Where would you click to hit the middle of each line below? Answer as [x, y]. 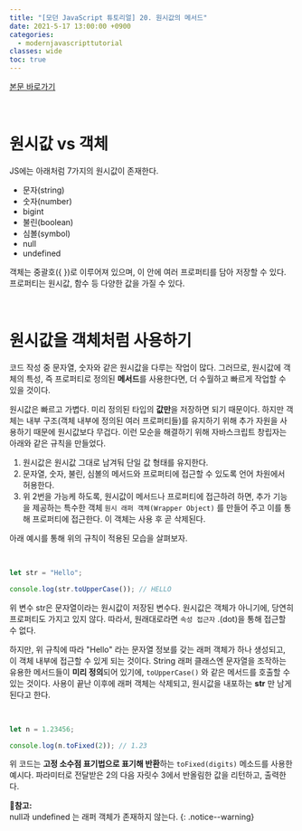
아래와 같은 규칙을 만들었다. [58, 443]
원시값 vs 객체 [59, 144]
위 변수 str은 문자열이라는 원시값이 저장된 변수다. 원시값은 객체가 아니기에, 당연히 [151, 608]
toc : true [28, 60]
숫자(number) [47, 201]
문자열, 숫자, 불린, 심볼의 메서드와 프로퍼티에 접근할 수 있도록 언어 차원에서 [154, 473]
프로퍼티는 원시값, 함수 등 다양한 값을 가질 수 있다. [97, 283]
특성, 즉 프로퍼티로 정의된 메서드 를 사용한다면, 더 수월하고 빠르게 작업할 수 [156, 378]
